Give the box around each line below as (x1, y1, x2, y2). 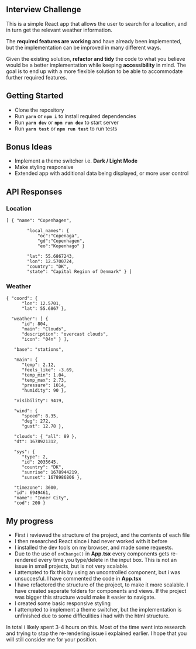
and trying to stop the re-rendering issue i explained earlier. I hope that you (6, 630, 187, 637)
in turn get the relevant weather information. (6, 26, 113, 33)
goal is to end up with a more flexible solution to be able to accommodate (6, 67, 183, 75)
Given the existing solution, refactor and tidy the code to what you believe (6, 55, 185, 62)
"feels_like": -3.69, (21, 367, 75, 373)
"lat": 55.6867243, (27, 254, 75, 260)
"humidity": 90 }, (21, 388, 67, 393)
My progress (6, 516, 54, 526)
